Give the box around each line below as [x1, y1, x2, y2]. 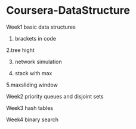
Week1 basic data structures [6, 23, 76, 30]
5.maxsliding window [6, 81, 58, 88]
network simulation [14, 58, 62, 65]
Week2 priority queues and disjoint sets [6, 93, 104, 100]
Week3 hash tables [6, 104, 54, 111]
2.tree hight [6, 46, 35, 54]
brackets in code [14, 35, 57, 42]
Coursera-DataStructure [6, 4, 130, 17]
